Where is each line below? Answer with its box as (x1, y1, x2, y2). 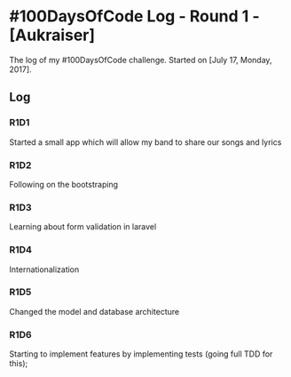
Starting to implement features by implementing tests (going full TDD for (9, 349, 273, 359)
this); (9, 358, 28, 369)
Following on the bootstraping (9, 179, 118, 189)
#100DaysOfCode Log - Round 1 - (9, 6, 260, 27)
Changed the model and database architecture (9, 306, 180, 317)
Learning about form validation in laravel (9, 221, 157, 232)
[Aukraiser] (9, 25, 96, 45)
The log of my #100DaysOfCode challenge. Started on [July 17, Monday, (9, 54, 272, 65)
